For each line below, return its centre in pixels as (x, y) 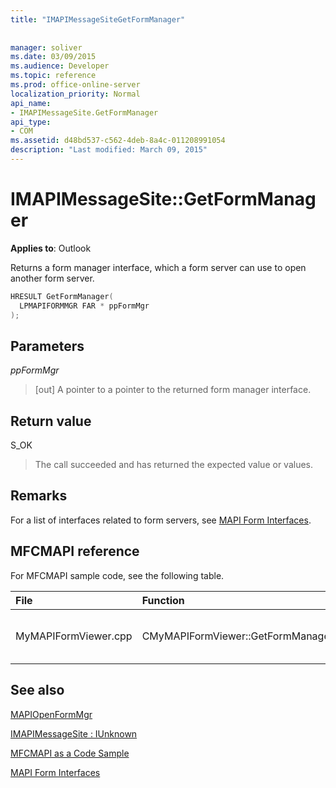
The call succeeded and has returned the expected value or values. (174, 465)
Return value (51, 421)
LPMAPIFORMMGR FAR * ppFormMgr (84, 306)
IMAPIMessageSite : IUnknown (74, 733)
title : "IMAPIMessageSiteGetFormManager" (98, 19)
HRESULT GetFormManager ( (62, 296)
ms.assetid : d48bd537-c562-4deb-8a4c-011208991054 (118, 141)
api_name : (31, 103)
